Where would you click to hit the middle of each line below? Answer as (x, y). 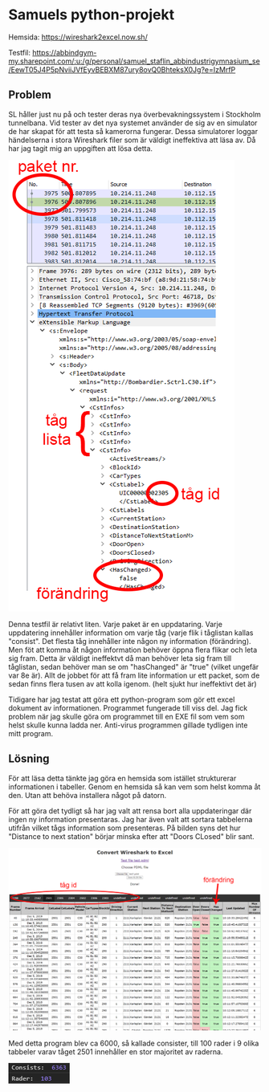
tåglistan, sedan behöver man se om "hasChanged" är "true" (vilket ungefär (134, 666)
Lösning (29, 759)
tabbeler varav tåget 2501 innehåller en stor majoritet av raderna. (116, 1052)
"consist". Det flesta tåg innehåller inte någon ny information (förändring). (130, 641)
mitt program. (31, 733)
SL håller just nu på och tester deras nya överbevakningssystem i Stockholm (134, 114)
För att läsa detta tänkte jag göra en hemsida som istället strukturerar (122, 778)
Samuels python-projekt (92, 15)
